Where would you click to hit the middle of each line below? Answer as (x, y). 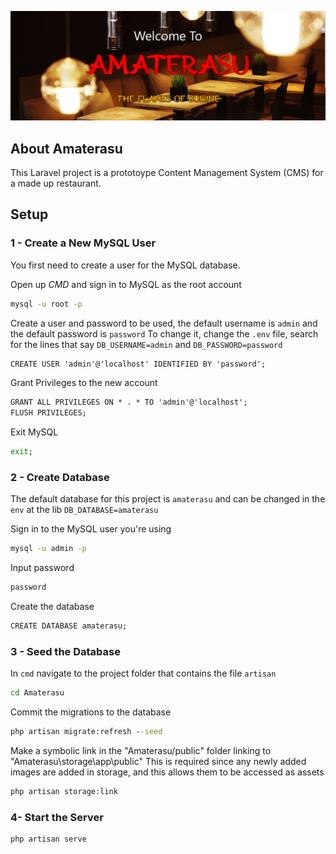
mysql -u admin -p (48, 549)
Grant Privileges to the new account (84, 383)
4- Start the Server (57, 817)
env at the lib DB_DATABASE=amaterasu (84, 510)
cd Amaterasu (37, 693)
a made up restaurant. (56, 183)
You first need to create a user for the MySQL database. (125, 265)
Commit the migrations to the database (91, 712)
